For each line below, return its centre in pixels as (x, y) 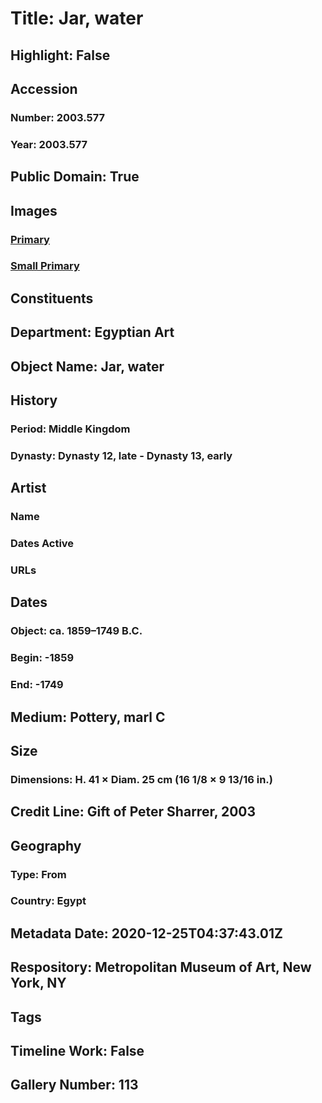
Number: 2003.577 (58, 117)
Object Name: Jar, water (87, 366)
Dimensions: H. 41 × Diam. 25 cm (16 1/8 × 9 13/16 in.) (141, 779)
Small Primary (45, 266)
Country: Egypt (48, 901)
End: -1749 (37, 685)
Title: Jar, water (77, 18)
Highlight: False (60, 55)
